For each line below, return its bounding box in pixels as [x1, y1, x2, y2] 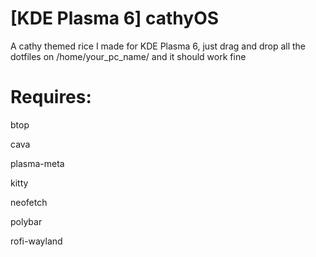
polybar [10, 215, 43, 227]
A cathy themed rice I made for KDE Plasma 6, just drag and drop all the [10, 40, 307, 52]
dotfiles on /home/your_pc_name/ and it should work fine [10, 50, 247, 62]
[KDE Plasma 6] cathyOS [10, 7, 220, 30]
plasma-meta [10, 157, 65, 169]
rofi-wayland [10, 235, 63, 247]
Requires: [10, 86, 92, 109]
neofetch [10, 196, 48, 208]
